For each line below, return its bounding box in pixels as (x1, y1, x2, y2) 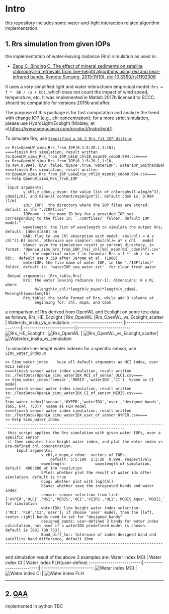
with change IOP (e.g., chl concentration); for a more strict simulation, (5, 115, 150, 121)
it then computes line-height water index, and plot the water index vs (7, 439, 163, 444)
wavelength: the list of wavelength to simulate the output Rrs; (23, 224, 163, 230)
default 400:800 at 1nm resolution (5, 465, 82, 470)
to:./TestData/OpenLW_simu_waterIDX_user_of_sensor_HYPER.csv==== (5, 412, 147, 417)
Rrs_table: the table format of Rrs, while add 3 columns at (23, 295, 154, 301)
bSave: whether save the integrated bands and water (41, 483, 154, 488)
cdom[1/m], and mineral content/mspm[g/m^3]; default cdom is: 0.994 (5, 194, 154, 199)
